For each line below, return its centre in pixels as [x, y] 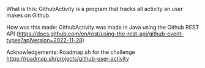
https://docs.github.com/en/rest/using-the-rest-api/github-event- [101, 34]
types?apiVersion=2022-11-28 [44, 40]
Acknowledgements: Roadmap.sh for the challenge [71, 52]
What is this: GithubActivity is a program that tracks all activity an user [95, 9]
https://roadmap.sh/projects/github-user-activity [68, 59]
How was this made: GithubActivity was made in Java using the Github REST [103, 27]
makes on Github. [28, 15]
